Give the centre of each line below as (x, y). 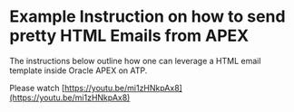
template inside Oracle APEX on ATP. (78, 70)
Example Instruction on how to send (147, 17)
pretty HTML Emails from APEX (129, 36)
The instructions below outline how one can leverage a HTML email (135, 61)
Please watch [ (37, 88)
